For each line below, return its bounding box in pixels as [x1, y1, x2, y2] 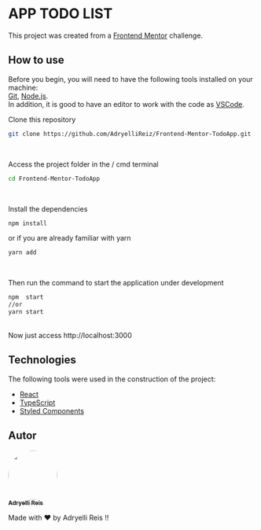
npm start [8, 293, 44, 301]
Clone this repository [8, 115, 76, 124]
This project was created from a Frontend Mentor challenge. [8, 31, 203, 40]
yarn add [8, 248, 37, 256]
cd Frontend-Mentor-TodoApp [8, 175, 101, 182]
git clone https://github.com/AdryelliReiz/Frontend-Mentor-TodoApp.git [8, 130, 252, 138]
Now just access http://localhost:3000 [8, 330, 132, 340]
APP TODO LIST [8, 5, 113, 23]
